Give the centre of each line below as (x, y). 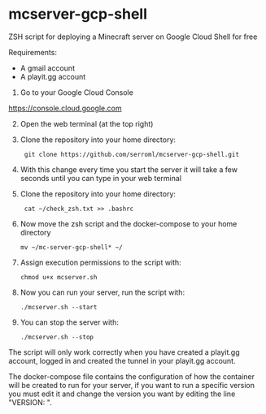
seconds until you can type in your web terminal (100, 178)
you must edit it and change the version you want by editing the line (122, 394)
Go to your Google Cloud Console (77, 92)
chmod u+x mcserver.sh (59, 277)
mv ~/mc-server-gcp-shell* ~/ (72, 247)
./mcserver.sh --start (59, 307)
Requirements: (33, 52)
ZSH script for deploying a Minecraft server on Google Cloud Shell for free (133, 37)
